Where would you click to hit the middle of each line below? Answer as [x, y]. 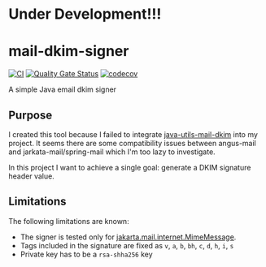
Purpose [31, 115]
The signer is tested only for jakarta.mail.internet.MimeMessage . [128, 237]
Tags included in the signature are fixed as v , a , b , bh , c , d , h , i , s [127, 245]
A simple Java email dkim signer [62, 89]
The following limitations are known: [69, 221]
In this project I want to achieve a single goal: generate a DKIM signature [130, 167]
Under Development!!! [85, 14]
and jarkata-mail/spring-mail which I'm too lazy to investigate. [112, 152]
